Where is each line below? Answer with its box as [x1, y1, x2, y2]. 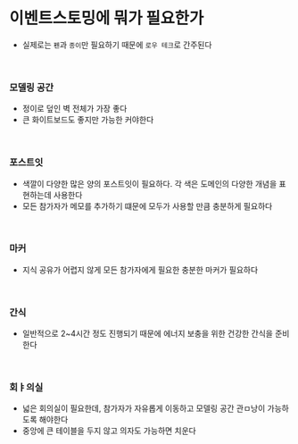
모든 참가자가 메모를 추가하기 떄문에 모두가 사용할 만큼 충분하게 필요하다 [21, 200, 273, 211]
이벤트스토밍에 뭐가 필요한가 [9, 8, 204, 29]
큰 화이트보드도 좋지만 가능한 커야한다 [21, 114, 154, 125]
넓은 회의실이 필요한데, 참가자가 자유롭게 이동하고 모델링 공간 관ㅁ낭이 [21, 403, 266, 414]
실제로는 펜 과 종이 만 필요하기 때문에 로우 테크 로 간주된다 [21, 39, 212, 50]
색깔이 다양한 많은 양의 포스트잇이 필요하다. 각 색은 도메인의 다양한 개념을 [21, 178, 277, 188]
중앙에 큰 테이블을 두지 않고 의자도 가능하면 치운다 [21, 425, 196, 436]
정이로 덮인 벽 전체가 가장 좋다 [21, 104, 128, 114]
